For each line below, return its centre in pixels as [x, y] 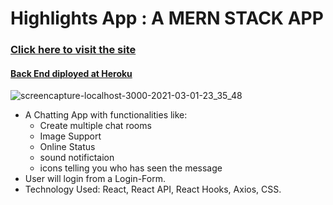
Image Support [70, 136]
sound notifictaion [77, 158]
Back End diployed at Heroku [71, 73]
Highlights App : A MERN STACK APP [167, 18]
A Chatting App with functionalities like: [106, 115]
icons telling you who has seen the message [131, 168]
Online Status [67, 147]
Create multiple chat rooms [95, 126]
